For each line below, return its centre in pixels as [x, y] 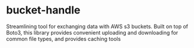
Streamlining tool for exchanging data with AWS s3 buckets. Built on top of [97, 26]
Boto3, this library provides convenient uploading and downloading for [92, 32]
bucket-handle [43, 10]
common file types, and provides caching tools [63, 39]
